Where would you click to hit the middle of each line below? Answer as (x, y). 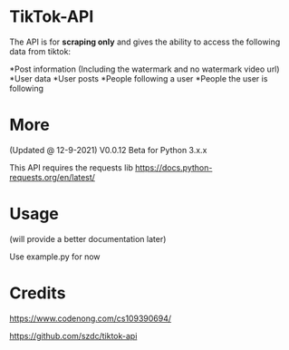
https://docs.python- (173, 167)
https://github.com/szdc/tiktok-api (73, 335)
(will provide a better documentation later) (88, 238)
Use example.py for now (55, 257)
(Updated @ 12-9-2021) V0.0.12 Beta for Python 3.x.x (108, 150)
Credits (38, 293)
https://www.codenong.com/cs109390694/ (91, 318)
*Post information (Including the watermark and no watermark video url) (144, 69)
